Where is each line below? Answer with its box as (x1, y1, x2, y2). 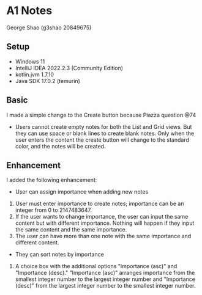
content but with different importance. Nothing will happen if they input (15, 219, 195, 227)
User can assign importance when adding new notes (15, 188, 149, 195)
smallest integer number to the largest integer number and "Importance (15, 275, 196, 283)
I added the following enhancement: (6, 177, 97, 184)
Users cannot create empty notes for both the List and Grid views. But (15, 123, 192, 130)
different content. (15, 239, 59, 246)
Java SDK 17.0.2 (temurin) (15, 77, 81, 84)
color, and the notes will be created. (15, 142, 106, 150)
